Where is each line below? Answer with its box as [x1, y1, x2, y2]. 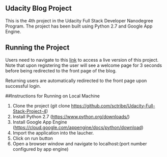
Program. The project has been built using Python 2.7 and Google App [5, 23, 153, 29]
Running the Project [5, 43, 70, 52]
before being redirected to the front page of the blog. [5, 67, 117, 73]
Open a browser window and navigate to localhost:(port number [12, 140, 147, 147]
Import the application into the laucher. [12, 129, 94, 136]
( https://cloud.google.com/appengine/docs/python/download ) [12, 124, 144, 130]
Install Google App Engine [12, 119, 67, 125]
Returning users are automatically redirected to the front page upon [5, 77, 147, 84]
